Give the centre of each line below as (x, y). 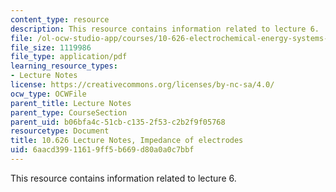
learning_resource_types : (64, 66)
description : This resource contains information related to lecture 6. (165, 29)
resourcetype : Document (60, 131)
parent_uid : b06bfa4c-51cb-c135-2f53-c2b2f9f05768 (118, 122)
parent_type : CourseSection (69, 112)
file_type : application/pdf (69, 57)
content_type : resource (60, 19)
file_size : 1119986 (51, 47)
